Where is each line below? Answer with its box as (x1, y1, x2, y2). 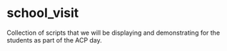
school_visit (6, 5, 79, 21)
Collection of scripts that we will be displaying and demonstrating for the (6, 28, 221, 37)
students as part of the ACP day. (6, 35, 103, 44)
